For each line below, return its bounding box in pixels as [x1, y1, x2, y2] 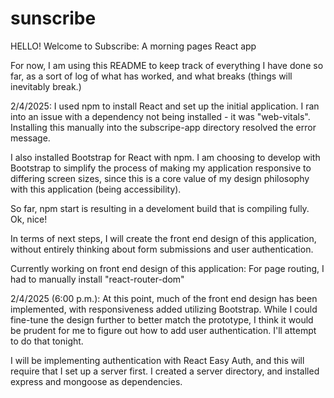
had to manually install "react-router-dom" [10, 273, 185, 285]
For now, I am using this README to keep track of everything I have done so [10, 59, 324, 71]
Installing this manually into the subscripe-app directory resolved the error [10, 121, 317, 133]
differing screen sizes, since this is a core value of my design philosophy [10, 172, 310, 184]
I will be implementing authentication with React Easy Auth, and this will [10, 354, 305, 366]
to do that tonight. [10, 335, 84, 347]
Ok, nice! [10, 213, 48, 225]
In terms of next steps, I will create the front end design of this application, [10, 232, 317, 244]
